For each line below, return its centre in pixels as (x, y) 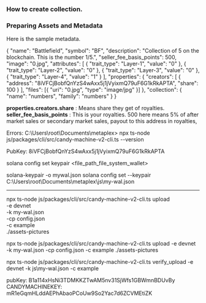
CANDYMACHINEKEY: (34, 287)
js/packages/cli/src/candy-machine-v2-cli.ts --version (75, 140)
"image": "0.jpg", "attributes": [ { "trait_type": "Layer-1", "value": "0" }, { (97, 64)
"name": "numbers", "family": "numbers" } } (62, 96)
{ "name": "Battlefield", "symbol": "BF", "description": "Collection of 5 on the (103, 51)
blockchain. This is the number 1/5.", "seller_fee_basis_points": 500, (91, 58)
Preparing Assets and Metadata (55, 25)
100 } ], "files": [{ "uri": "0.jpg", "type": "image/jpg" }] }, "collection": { (94, 90)
